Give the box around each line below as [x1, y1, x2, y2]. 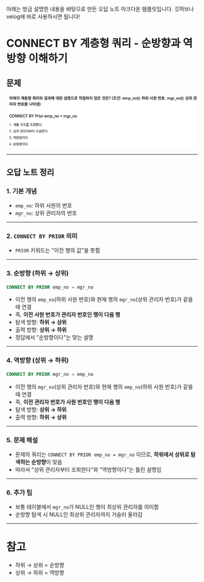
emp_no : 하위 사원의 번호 [15, 201, 72, 209]
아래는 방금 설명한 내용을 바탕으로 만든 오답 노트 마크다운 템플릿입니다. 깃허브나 [6, 5, 194, 12]
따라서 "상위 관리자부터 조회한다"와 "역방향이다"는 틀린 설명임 [15, 466, 162, 473]
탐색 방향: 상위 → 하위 [15, 406, 67, 413]
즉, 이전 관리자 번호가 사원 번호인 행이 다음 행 [15, 398, 120, 406]
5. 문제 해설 [6, 435, 38, 444]
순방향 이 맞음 [31, 458, 63, 465]
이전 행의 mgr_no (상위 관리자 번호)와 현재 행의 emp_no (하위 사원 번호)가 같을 [15, 383, 193, 390]
